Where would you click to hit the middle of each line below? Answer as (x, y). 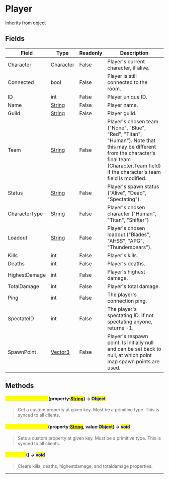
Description (134, 53)
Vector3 (60, 352)
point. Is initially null (131, 343)
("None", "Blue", (126, 128)
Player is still (122, 76)
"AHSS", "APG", (126, 241)
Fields (15, 39)
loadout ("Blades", (129, 234)
